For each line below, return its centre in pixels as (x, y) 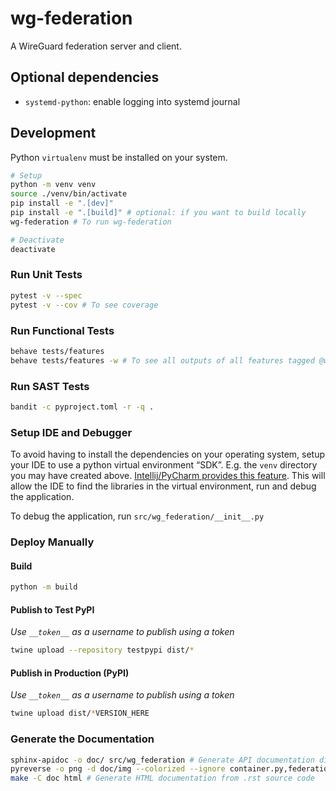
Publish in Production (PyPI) (70, 673)
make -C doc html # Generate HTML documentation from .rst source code (162, 778)
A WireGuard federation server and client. (96, 46)
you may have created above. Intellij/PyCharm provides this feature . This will (168, 476)
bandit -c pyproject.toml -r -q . (82, 407)
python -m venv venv (53, 185)
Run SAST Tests (50, 386)
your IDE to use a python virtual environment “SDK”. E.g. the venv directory (164, 465)
